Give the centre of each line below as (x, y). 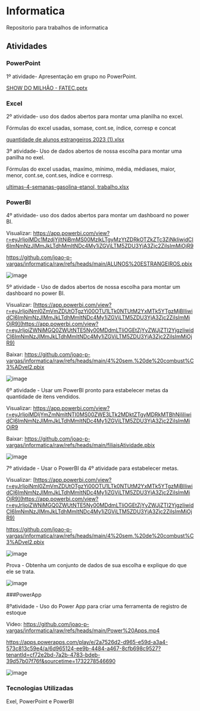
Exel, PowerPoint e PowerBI (40, 701)
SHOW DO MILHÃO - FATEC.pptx (47, 88)
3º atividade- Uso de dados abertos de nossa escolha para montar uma (94, 151)
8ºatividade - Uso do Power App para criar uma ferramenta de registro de (97, 607)
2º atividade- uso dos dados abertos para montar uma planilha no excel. (95, 116)
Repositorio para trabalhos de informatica (57, 27)
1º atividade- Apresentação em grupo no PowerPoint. (71, 76)
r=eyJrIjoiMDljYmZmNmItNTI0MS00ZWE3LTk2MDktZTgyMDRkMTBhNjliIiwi (99, 415)
